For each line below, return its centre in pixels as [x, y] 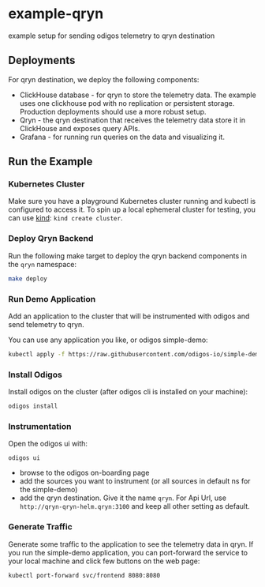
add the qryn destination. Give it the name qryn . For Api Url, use [123, 498]
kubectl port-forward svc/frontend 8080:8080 [84, 575]
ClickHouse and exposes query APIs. [80, 128]
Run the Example [50, 162]
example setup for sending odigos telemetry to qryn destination [112, 36]
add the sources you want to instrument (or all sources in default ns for [135, 481]
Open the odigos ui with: [48, 444]
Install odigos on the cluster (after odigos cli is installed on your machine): [128, 392]
